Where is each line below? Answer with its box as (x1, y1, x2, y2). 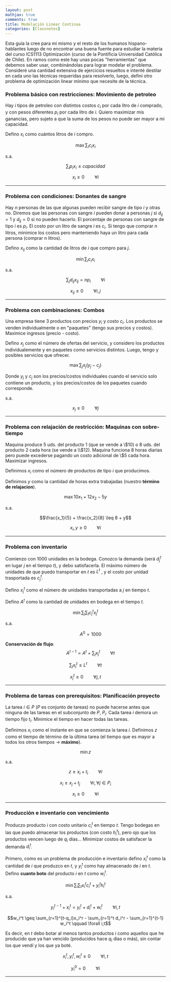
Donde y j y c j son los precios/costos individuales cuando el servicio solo (5, 373, 157, 380)
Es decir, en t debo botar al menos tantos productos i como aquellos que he (5, 930, 164, 937)
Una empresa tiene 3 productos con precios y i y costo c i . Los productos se (5, 318, 163, 326)
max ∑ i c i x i (75, 142, 96, 149)
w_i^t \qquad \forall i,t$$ (60, 920, 111, 927)
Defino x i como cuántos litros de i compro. (5, 131, 94, 138)
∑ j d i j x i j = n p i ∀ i (66, 277, 105, 284)
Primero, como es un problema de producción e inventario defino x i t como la (5, 855, 166, 863)
